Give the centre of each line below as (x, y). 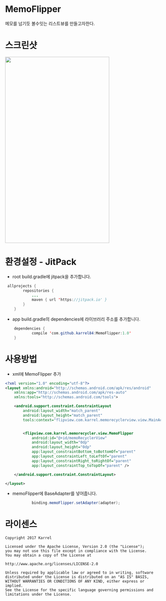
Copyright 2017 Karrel (28, 538)
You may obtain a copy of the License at (48, 555)
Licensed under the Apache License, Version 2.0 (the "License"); (75, 547)
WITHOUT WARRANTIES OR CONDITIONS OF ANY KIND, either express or (75, 582)
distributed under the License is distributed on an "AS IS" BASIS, (77, 577)
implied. (14, 586)
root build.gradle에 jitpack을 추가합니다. (52, 276)
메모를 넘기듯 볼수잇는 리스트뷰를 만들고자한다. (50, 23)
